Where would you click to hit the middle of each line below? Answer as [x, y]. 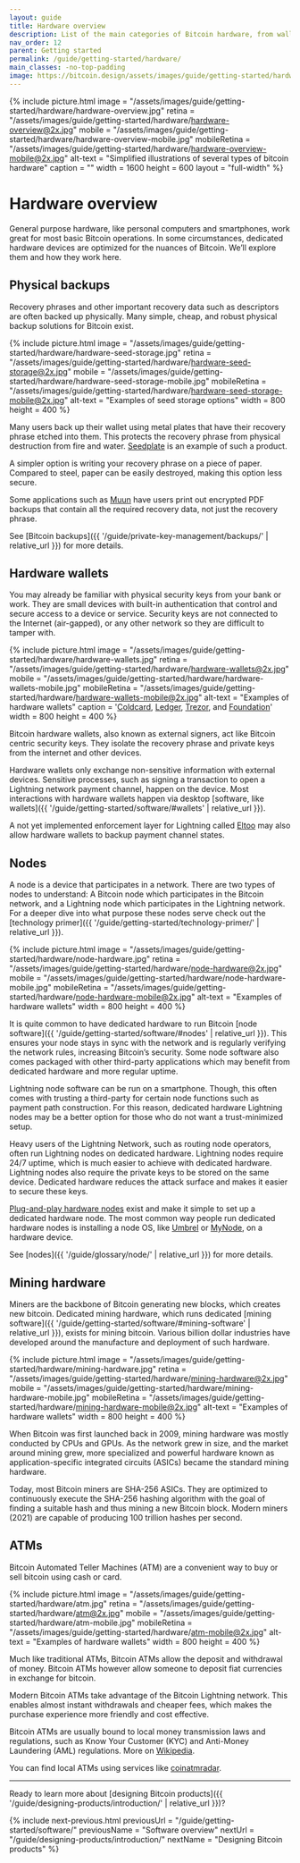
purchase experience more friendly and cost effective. [109, 1714]
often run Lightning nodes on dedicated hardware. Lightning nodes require [146, 1153]
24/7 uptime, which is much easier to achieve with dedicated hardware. [141, 1163]
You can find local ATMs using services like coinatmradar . [115, 1767]
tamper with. [33, 633]
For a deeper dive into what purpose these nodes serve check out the [137, 914]
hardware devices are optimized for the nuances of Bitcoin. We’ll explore [143, 248]
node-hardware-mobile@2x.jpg [133, 997]
